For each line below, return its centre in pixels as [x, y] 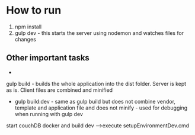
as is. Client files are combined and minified [60, 90]
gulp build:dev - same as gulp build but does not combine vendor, [95, 101]
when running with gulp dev [49, 114]
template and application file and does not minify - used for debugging [101, 108]
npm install [28, 27]
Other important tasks [48, 58]
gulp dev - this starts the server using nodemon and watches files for [99, 33]
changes [25, 39]
